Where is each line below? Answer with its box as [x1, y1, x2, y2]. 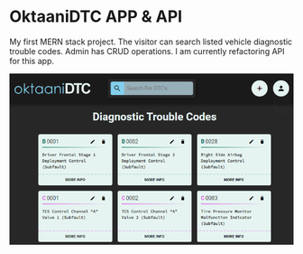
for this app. [9, 55, 54, 66]
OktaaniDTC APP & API [9, 6, 183, 27]
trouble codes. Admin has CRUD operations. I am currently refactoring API [9, 45, 286, 56]
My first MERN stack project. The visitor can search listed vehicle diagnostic [9, 36, 293, 47]
